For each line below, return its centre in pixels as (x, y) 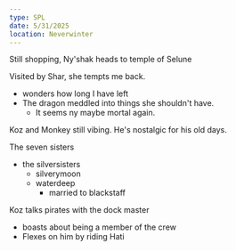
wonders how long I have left (75, 93)
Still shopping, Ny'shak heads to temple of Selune (101, 60)
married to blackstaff (87, 193)
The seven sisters (42, 147)
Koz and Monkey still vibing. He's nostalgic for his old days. (118, 130)
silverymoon (58, 174)
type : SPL (28, 17)
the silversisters (51, 165)
